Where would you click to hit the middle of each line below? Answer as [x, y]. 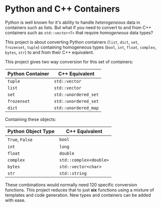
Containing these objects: [31, 119]
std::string [73, 173]
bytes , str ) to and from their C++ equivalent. [50, 52]
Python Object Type [31, 131]
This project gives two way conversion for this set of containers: [69, 62]
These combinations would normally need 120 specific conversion [71, 185]
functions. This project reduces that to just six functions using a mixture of [80, 190]
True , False [20, 139]
